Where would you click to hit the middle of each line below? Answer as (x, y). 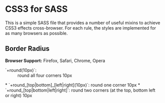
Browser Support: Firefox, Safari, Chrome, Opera (55, 61)
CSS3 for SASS (36, 9)
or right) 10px (19, 95)
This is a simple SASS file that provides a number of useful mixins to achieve (83, 23)
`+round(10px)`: (21, 70)
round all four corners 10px (45, 75)
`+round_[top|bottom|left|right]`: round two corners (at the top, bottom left (80, 90)
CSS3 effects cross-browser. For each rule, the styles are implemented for (81, 28)
